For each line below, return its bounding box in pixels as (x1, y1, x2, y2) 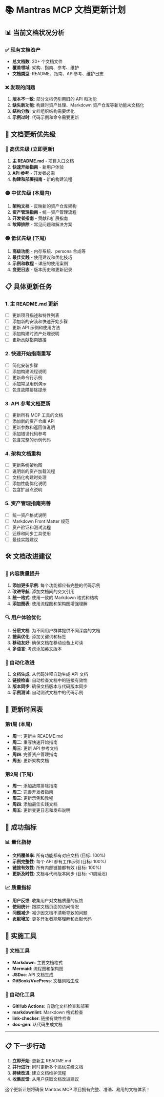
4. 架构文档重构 (5, 450, 41, 457)
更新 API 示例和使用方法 (12, 325, 61, 331)
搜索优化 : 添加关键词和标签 (12, 633, 66, 640)
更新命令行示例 (12, 374, 42, 380)
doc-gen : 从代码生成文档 (12, 1021, 62, 1028)
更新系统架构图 (12, 462, 42, 468)
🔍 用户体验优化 (5, 614, 41, 621)
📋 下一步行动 (5, 1042, 46, 1050)
